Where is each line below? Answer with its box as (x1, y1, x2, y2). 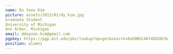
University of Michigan (5, 22, 57, 27)
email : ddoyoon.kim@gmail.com (5, 31, 71, 37)
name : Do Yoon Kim (5, 7, 45, 13)
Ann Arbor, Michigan (5, 27, 50, 32)
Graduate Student (5, 17, 43, 22)
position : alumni (5, 41, 43, 46)
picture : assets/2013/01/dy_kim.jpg (5, 12, 84, 17)
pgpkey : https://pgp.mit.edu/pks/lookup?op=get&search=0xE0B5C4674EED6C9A (5, 37, 169, 42)
